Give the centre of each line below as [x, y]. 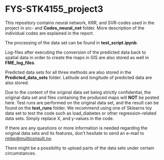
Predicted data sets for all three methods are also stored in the [68, 72]
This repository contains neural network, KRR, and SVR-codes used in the [80, 23]
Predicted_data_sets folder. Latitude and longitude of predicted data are [79, 77]
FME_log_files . [20, 63]
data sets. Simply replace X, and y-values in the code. [60, 118]
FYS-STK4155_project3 [54, 9]
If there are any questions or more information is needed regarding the [76, 128]
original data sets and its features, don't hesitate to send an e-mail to [75, 133]
